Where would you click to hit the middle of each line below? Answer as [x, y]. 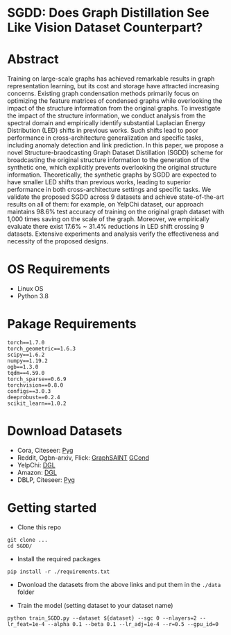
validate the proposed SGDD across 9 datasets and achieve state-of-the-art [115, 197]
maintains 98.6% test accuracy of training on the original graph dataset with [116, 212]
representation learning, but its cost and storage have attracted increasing [113, 86]
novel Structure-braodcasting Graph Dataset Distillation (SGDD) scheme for [115, 153]
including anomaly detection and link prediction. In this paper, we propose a [115, 145]
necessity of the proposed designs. [58, 241]
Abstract [33, 59]
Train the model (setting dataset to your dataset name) [95, 605]
